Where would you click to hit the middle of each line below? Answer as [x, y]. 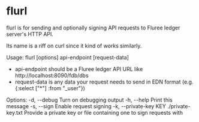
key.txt [14, 112]
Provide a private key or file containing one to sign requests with [103, 112]
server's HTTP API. [30, 34]
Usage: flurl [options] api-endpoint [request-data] [67, 57]
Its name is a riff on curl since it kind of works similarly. [74, 46]
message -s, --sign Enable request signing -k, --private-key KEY [86, 106]
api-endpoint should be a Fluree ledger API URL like [79, 69]
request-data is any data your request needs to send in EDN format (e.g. [104, 82]
